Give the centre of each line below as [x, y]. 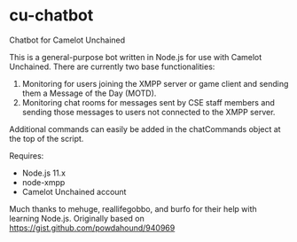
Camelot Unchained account [74, 191]
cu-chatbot [51, 16]
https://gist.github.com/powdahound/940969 [92, 228]
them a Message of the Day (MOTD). [89, 93]
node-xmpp [43, 182]
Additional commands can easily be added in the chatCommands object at [145, 129]
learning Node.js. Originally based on [77, 218]
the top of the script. [47, 138]
